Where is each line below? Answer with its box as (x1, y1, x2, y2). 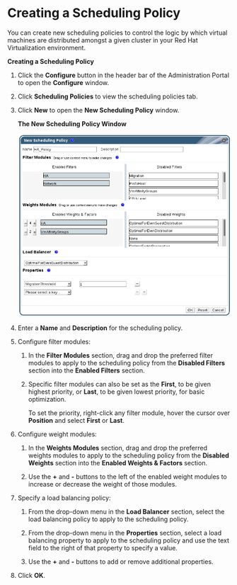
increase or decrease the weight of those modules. (28, 479, 177, 488)
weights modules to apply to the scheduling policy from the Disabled (28, 451, 230, 460)
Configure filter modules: (17, 337, 91, 346)
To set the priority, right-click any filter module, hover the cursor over (28, 409, 231, 417)
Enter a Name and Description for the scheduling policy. (17, 324, 183, 332)
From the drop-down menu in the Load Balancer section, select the (28, 507, 225, 516)
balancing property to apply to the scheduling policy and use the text (28, 536, 230, 545)
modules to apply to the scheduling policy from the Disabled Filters (28, 358, 225, 367)
